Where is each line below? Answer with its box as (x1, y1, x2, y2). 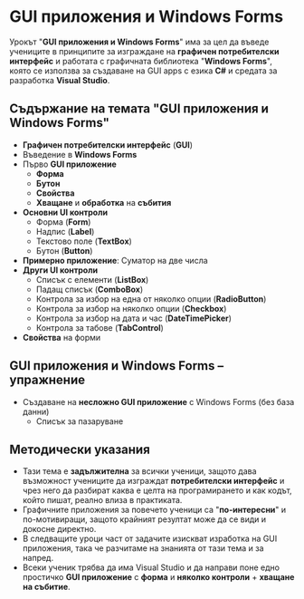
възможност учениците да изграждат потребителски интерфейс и (22, 476, 285, 487)
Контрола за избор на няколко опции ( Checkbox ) (35, 303, 227, 314)
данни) (22, 406, 50, 417)
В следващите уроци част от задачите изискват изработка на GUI (22, 533, 278, 545)
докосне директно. (22, 524, 97, 535)
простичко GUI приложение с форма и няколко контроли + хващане (22, 572, 295, 583)
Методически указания (9, 441, 151, 457)
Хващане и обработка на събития (35, 197, 172, 208)
